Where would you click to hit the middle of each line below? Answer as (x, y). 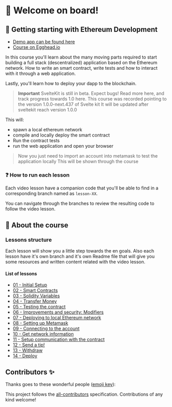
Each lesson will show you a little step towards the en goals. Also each (80, 250)
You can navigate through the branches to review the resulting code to (80, 204)
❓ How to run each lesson (37, 175)
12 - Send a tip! (29, 345)
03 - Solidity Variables (36, 296)
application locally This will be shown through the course (78, 161)
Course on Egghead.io (36, 47)
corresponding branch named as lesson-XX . (52, 193)
